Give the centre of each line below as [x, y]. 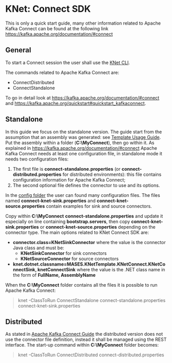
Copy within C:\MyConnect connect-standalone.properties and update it [84, 216]
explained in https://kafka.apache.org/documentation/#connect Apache [81, 148]
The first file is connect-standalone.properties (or [66, 169]
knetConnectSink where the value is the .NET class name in [101, 269]
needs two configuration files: [37, 159]
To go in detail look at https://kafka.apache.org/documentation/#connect [82, 97]
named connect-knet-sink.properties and [51, 200]
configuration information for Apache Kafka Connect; [69, 179]
